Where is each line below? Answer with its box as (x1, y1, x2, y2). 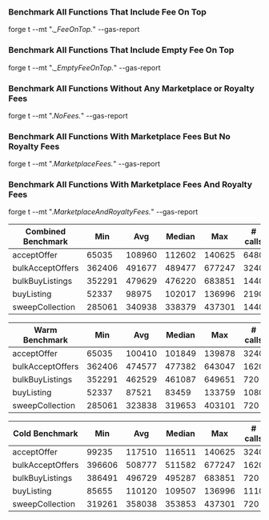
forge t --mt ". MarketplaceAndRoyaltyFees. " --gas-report (8, 207, 199, 217)
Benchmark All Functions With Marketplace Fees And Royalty (8, 179, 253, 190)
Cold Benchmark (13, 428, 78, 439)
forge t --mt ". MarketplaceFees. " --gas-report (8, 159, 160, 169)
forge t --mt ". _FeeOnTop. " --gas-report (8, 25, 140, 34)
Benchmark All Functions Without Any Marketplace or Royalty (8, 82, 255, 94)
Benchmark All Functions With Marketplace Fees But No (8, 130, 231, 142)
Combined (25, 226, 66, 238)
